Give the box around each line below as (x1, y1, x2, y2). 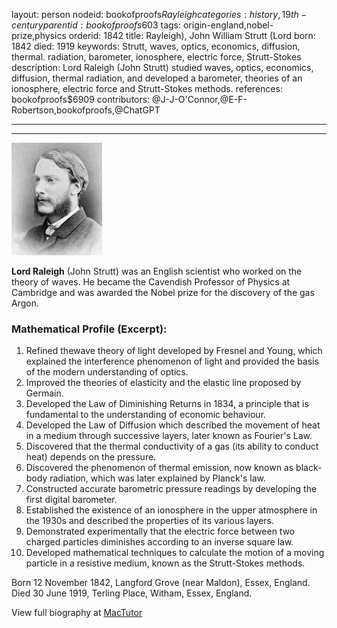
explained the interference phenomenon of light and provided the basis (25, 355, 319, 368)
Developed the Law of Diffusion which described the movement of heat (25, 419, 321, 431)
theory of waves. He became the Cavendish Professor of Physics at (11, 276, 291, 288)
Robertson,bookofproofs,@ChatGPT (11, 104, 161, 116)
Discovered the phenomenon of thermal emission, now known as (25, 462, 294, 474)
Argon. (11, 297, 39, 309)
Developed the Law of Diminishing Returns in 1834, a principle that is (25, 398, 309, 410)
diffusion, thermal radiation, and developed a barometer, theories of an (11, 72, 303, 84)
